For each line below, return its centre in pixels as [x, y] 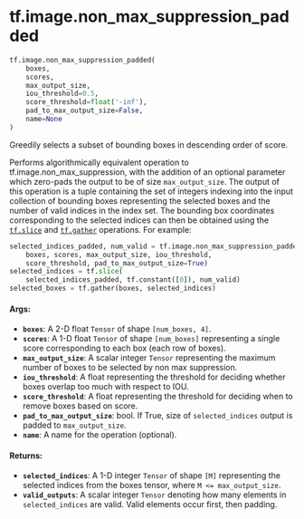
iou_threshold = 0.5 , [62, 94]
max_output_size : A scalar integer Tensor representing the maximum [149, 358]
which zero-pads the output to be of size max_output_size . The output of [145, 181]
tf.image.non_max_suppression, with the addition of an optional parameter [147, 172]
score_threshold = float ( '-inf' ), [86, 102]
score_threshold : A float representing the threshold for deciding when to [157, 397]
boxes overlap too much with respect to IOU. [106, 387]
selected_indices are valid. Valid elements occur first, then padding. [150, 505]
